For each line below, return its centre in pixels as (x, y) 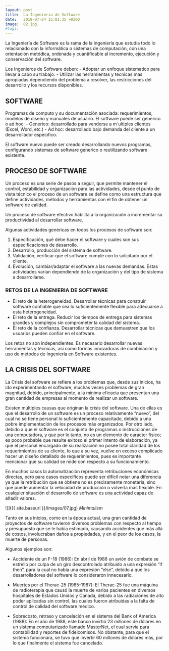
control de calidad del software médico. (54, 606)
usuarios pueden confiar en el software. (54, 334)
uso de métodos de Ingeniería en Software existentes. (61, 354)
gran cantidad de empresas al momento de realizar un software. (72, 398)
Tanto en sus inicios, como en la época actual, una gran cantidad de (76, 518)
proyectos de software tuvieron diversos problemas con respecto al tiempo (83, 523)
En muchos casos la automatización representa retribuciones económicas (82, 471)
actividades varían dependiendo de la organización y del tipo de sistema (88, 271)
